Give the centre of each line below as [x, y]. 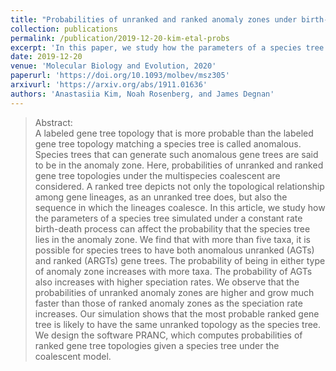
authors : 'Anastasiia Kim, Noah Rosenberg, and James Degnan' [142, 94]
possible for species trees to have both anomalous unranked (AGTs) [174, 250]
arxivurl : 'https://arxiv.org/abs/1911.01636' [109, 85]
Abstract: [53, 122]
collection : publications [64, 29]
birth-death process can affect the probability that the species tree [172, 228]
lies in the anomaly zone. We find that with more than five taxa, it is [172, 239]
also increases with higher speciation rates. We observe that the [167, 282]
